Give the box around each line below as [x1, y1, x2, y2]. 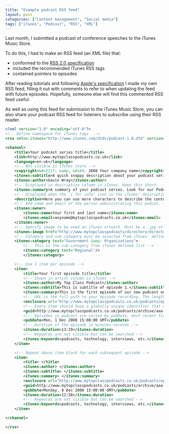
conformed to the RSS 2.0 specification [12, 60, 95, 66]
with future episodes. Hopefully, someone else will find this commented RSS [5, 91, 163, 97]
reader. [5, 117, 20, 123]
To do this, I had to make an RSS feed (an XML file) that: [5, 50, 121, 56]
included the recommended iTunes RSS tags [12, 65, 105, 71]
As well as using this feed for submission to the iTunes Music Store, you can [5, 106, 163, 112]
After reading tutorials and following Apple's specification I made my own [5, 80, 157, 86]
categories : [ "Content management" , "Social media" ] [5, 17, 118, 22]
